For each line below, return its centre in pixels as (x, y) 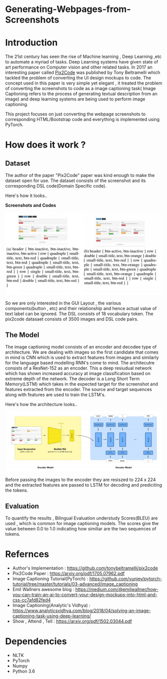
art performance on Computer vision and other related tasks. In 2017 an (79, 67)
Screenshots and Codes (31, 205)
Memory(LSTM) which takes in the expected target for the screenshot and (82, 384)
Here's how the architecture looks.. (41, 404)
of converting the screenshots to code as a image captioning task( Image (80, 88)
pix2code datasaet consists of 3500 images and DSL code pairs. (72, 319)
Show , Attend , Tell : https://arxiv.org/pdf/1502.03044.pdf (72, 621)
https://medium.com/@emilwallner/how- (117, 589)
